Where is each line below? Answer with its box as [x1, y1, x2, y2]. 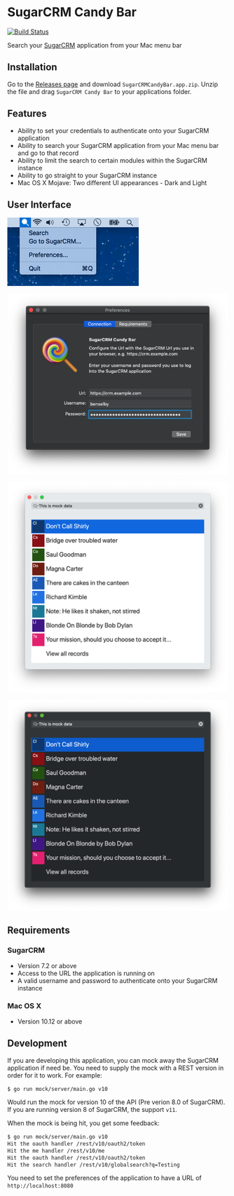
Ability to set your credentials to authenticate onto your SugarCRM [17, 126, 209, 135]
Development [7, 1038, 68, 1049]
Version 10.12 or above [17, 1017, 83, 1026]
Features [7, 108, 47, 120]
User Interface [7, 198, 72, 210]
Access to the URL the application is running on [17, 969, 156, 977]
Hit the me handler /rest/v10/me [7, 1147, 105, 1154]
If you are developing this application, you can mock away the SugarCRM [7, 1056, 219, 1064]
